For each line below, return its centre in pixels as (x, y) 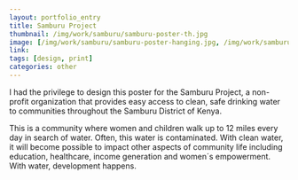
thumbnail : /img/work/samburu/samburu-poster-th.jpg (109, 34)
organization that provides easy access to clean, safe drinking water (156, 101)
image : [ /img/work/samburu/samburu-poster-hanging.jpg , (114, 42)
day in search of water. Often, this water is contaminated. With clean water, (146, 137)
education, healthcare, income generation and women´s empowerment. (140, 156)
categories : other (43, 67)
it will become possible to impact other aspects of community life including (146, 146)
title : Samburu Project (53, 26)
